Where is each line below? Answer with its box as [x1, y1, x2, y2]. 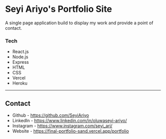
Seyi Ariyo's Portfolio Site [5, 3, 112, 15]
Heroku [12, 80, 28, 86]
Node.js [12, 54, 29, 60]
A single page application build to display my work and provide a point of [5, 20, 154, 26]
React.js [12, 48, 29, 55]
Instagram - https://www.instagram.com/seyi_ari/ [12, 123, 113, 129]
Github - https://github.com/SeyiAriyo [12, 112, 89, 118]
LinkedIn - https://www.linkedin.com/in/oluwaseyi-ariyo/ [12, 118, 127, 124]
